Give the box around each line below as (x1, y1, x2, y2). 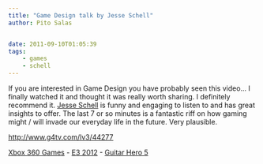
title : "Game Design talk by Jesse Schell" (8, 11, 154, 20)
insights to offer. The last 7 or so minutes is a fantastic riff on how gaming (8, 109, 247, 118)
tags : (8, 47, 26, 55)
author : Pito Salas (8, 19, 73, 27)
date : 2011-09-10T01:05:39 (8, 40, 97, 48)
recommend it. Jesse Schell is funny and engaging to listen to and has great (8, 100, 255, 110)
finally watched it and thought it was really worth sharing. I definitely (8, 92, 231, 101)
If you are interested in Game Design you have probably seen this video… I (8, 84, 251, 93)
